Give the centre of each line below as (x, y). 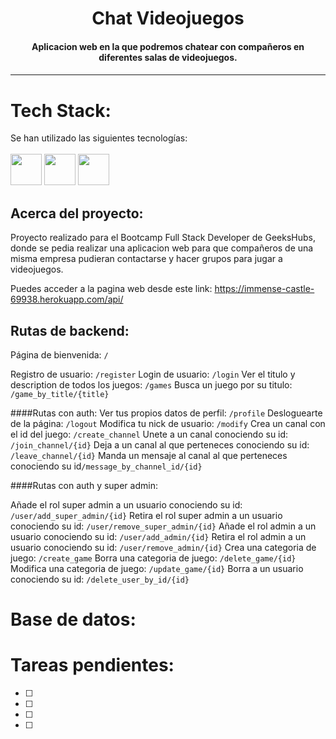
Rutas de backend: (70, 330)
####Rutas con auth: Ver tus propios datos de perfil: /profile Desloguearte (166, 413)
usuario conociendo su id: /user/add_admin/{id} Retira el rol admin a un (158, 536)
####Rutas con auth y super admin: (84, 485)
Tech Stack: (61, 110)
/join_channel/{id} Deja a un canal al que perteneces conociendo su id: (160, 444)
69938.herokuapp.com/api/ (67, 299)
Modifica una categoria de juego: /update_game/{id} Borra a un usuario (157, 568)
